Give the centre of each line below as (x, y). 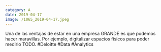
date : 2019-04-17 (24, 15)
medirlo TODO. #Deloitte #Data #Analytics (50, 44)
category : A (18, 10)
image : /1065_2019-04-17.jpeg (37, 19)
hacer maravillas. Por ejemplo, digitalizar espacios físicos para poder (77, 39)
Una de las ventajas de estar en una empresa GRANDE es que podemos (80, 34)
